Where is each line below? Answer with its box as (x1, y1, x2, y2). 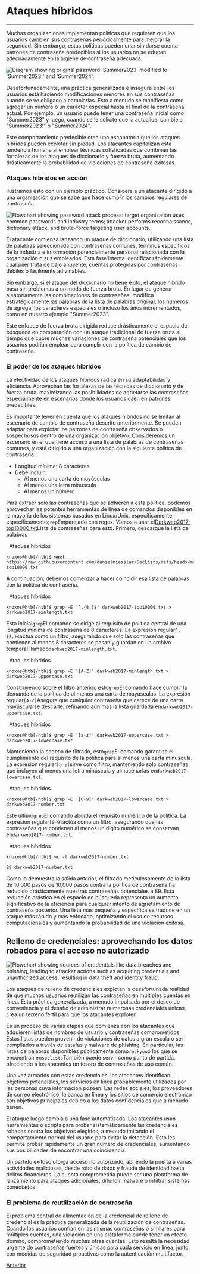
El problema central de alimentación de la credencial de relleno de (6, 1212, 168, 1219)
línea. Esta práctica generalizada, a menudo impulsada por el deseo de (6, 998, 180, 1005)
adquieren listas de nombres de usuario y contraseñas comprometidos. (6, 1029, 182, 1036)
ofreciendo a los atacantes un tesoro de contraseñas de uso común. (6, 1060, 174, 1067)
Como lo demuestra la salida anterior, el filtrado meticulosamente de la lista (6, 874, 191, 882)
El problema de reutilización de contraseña (6, 1198, 133, 1207)
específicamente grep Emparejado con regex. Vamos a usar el (6, 518, 155, 525)
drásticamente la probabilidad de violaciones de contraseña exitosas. (6, 159, 176, 166)
